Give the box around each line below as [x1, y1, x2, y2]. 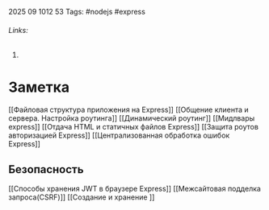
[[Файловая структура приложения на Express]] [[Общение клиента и [8, 105, 249, 115]
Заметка [8, 78, 70, 97]
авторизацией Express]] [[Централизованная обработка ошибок [8, 130, 230, 140]
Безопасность [8, 163, 84, 176]
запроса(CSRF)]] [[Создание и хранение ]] [8, 192, 155, 202]
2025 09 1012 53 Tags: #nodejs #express [8, 7, 145, 16]
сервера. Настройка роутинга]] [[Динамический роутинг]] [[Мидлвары [8, 113, 255, 123]
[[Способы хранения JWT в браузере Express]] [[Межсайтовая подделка [8, 183, 261, 193]
